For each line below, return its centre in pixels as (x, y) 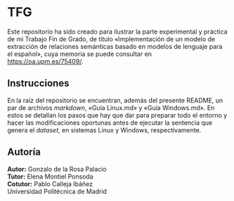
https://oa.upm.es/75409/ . (45, 61)
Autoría (24, 152)
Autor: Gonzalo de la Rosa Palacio (57, 169)
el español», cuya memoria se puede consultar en (80, 54)
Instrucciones (38, 84)
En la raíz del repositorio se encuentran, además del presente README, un (115, 100)
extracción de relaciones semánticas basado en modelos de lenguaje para (115, 46)
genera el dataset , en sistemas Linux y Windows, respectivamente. (104, 130)
